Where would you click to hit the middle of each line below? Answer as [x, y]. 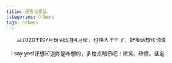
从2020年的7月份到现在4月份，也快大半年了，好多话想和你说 [91, 40]
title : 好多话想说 [27, 11]
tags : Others [22, 22]
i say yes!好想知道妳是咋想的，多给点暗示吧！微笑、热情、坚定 [88, 54]
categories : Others [30, 17]
